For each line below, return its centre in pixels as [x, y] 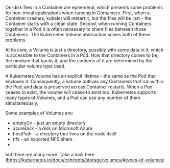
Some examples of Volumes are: [39, 113]
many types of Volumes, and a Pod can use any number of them [73, 98]
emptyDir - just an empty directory [49, 123]
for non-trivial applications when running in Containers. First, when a [77, 13]
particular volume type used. [35, 66]
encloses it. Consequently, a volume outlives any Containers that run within [84, 81]
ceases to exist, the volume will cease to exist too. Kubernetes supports [81, 92]
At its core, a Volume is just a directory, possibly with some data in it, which [84, 50]
